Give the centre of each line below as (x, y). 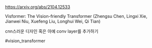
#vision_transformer (25, 41)
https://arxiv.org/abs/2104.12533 (38, 7)
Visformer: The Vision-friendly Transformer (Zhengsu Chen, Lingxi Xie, (76, 16)
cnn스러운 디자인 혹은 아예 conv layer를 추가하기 (52, 31)
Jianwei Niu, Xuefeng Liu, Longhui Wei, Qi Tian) (53, 21)
